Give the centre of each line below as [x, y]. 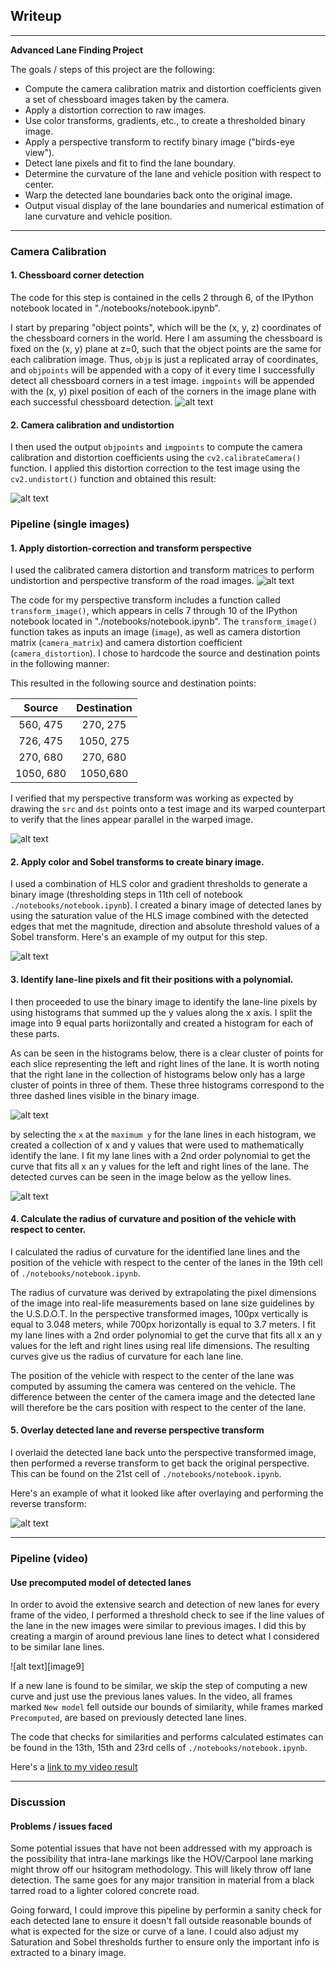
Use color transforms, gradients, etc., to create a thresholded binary [165, 120]
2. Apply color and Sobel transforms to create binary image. [137, 861]
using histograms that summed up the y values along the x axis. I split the [161, 1012]
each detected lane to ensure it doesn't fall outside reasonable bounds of [161, 1921]
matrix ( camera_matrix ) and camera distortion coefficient [126, 643]
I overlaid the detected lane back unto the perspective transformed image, [163, 1453]
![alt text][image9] [47, 1666]
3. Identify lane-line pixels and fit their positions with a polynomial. [152, 980]
